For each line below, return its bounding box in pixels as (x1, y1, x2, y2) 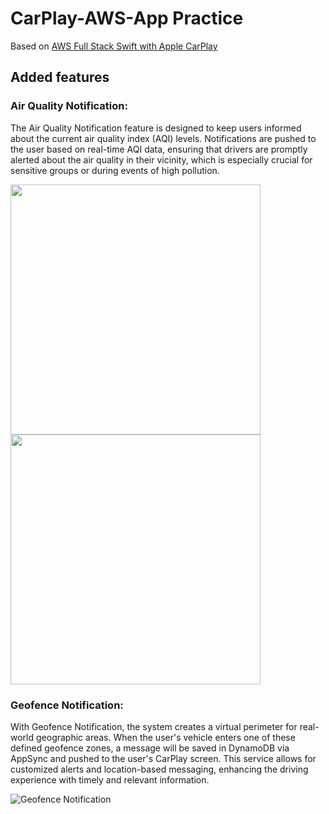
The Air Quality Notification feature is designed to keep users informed (10, 122, 302, 134)
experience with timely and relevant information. (10, 773, 210, 786)
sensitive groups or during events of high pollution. (10, 164, 220, 176)
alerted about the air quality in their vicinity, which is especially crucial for (10, 153, 313, 166)
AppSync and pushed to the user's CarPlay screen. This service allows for (10, 752, 317, 764)
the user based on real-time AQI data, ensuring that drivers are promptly (10, 143, 308, 155)
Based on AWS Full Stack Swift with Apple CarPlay (10, 40, 218, 52)
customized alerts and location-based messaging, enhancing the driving (10, 763, 309, 775)
